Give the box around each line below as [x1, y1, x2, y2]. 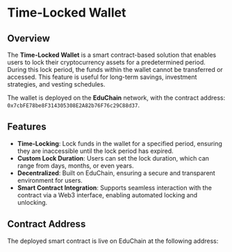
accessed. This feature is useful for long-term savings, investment [7, 73, 197, 81]
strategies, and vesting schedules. [7, 80, 106, 88]
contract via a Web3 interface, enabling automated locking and [17, 190, 198, 199]
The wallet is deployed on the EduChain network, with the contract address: [7, 93, 226, 102]
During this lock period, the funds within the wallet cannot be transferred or [7, 66, 224, 73]
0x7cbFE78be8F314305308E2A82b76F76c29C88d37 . [7, 101, 140, 109]
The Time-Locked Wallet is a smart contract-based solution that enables [7, 51, 217, 59]
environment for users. [17, 176, 83, 184]
